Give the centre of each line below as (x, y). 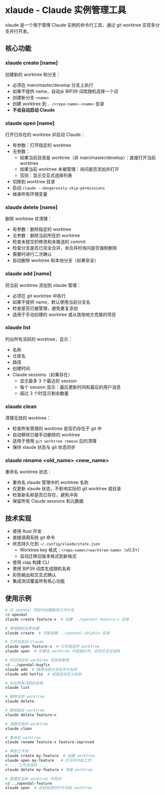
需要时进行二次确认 (32, 254)
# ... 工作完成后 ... (26, 765)
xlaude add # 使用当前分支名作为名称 (41, 669)
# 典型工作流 (17, 751)
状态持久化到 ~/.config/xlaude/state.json (56, 544)
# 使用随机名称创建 (22, 628)
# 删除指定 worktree (25, 710)
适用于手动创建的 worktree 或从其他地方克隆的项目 (64, 314)
